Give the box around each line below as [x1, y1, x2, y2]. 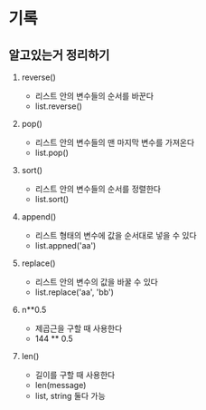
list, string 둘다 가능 [34, 391, 106, 401]
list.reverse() [34, 101, 83, 112]
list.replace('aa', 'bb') [34, 287, 115, 298]
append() [21, 211, 57, 222]
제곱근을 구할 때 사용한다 [34, 323, 123, 334]
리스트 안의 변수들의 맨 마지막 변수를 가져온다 [34, 137, 195, 148]
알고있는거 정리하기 [8, 47, 110, 63]
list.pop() [34, 147, 70, 158]
